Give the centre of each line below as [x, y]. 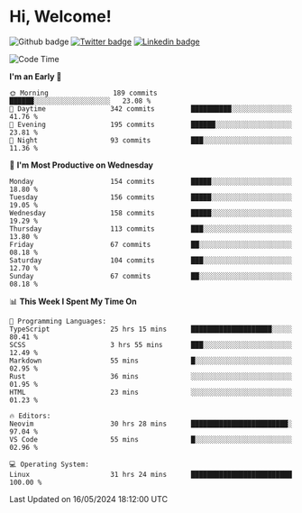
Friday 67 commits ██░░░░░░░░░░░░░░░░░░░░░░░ [151, 244]
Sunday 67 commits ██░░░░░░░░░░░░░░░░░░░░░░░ [151, 276]
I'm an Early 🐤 [36, 76]
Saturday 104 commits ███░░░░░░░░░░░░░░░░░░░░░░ [151, 260]
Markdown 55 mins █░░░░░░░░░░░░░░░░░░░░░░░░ [151, 361]
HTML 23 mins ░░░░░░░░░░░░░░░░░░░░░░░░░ [151, 392]
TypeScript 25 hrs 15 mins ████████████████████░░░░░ [151, 329]
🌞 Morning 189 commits [83, 93]
